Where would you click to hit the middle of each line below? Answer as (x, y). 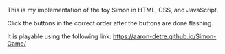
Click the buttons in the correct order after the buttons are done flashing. (110, 23)
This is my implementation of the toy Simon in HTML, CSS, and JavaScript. (113, 10)
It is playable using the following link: (59, 36)
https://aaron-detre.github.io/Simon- (164, 36)
